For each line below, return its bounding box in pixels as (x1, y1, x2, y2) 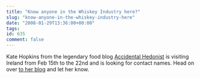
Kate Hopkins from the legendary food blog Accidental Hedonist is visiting (6, 53, 189, 60)
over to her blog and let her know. (6, 66, 90, 72)
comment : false (6, 37, 44, 42)
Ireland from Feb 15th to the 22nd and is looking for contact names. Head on (6, 59, 195, 66)
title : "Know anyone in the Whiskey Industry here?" (6, 8, 141, 15)
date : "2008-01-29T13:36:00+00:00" (6, 20, 95, 26)
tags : (6, 25, 20, 32)
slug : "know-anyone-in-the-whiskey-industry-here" (6, 14, 135, 20)
